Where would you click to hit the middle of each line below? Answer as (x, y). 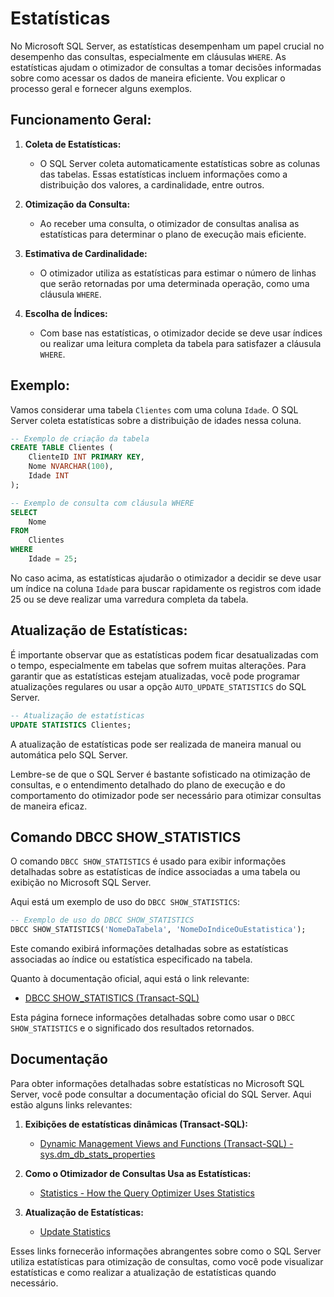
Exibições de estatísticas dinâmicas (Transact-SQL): (136, 1124)
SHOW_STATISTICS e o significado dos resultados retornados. (132, 1028)
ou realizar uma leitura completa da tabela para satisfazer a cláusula (180, 343)
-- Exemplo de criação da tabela (80, 438)
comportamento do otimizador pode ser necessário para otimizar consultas (166, 795)
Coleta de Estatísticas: (73, 144)
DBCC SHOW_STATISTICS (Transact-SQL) (112, 998)
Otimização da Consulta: (77, 204)
